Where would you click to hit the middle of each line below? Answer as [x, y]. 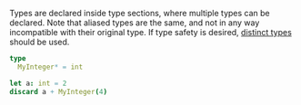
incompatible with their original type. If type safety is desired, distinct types [151, 32]
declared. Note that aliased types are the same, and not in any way [135, 23]
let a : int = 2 [38, 83]
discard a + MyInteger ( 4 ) [58, 91]
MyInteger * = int [50, 67]
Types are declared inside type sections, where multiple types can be [140, 13]
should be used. [40, 42]
